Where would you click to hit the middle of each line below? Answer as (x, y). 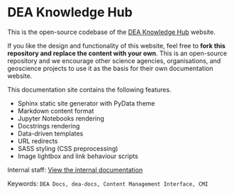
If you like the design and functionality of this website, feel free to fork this (116, 45)
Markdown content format (56, 111)
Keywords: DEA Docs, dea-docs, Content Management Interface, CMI (108, 183)
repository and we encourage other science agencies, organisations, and (114, 60)
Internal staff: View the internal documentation (75, 169)
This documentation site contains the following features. (89, 89)
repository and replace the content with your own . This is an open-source (117, 53)
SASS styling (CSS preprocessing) (68, 148)
